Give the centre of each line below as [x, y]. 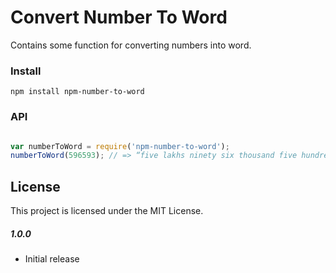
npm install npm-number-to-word [77, 92]
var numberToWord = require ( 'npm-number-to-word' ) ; [120, 146]
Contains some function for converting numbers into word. [131, 45]
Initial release [52, 259]
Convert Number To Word [119, 17]
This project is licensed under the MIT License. [107, 211]
